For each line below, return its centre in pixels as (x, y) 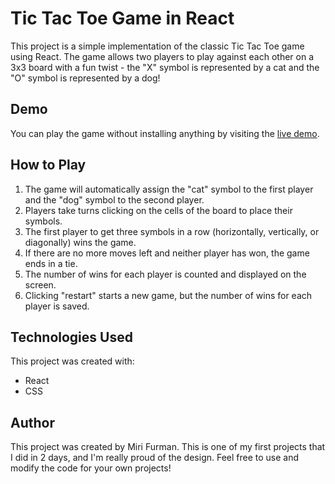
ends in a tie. (51, 263)
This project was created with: (72, 361)
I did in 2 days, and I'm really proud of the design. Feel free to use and (155, 458)
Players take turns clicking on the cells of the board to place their (158, 210)
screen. (40, 284)
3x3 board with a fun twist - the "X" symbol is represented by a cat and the (165, 67)
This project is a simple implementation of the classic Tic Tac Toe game (157, 46)
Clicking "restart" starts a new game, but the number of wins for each (168, 295)
